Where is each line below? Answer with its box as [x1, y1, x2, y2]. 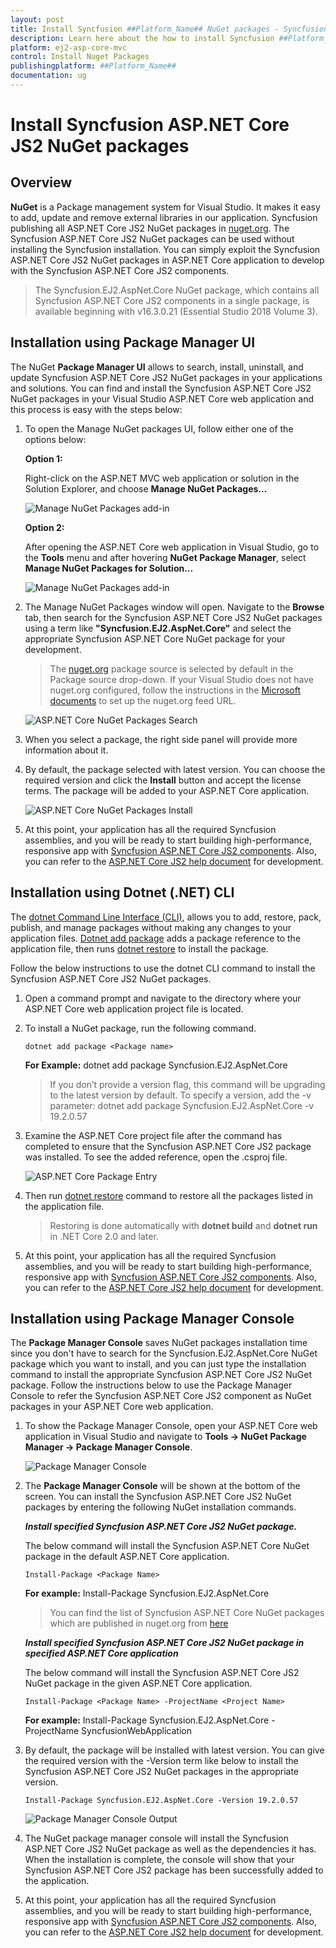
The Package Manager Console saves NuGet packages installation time [10, 1337, 308, 1349]
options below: [24, 433, 87, 445]
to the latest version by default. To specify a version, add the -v [49, 1089, 312, 1101]
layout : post [10, 14, 65, 25]
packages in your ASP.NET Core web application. [10, 1401, 214, 1413]
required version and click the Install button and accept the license [24, 774, 302, 786]
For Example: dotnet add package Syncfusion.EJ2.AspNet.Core [24, 1059, 288, 1071]
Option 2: [24, 521, 65, 533]
